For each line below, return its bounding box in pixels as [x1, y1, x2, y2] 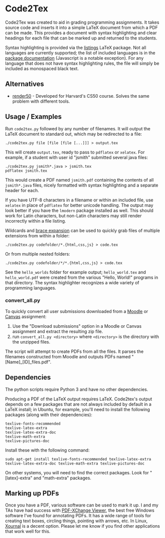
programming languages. [5, 285, 56, 291]
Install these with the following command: [5, 447, 90, 453]
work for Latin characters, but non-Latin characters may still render [5, 213, 142, 219]
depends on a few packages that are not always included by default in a [5, 401, 152, 407]
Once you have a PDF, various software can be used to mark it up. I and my [5, 502, 159, 508]
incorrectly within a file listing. [5, 218, 66, 224]
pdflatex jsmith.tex [5, 168, 48, 173]
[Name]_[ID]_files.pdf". [5, 359, 52, 365]
